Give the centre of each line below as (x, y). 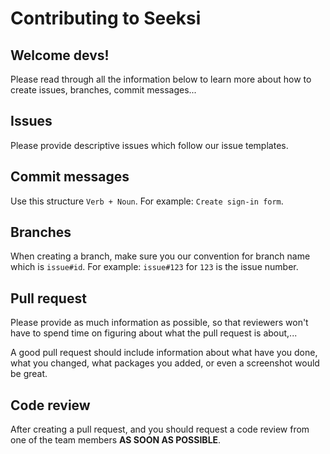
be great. (29, 374)
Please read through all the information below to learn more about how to (161, 79)
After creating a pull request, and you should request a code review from (160, 429)
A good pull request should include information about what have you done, (164, 353)
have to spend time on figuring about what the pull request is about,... (154, 333)
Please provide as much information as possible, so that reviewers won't (159, 323)
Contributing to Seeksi (106, 18)
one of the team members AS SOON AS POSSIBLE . (116, 440)
